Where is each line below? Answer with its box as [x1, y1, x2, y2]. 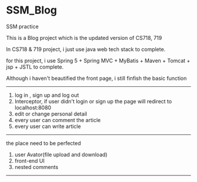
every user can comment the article [14, 116, 101, 123]
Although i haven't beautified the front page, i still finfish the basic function [6, 75, 187, 82]
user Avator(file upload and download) [14, 151, 108, 158]
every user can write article [14, 123, 81, 130]
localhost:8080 [14, 104, 52, 111]
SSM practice [6, 23, 39, 30]
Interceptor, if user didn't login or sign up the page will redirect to [14, 97, 172, 105]
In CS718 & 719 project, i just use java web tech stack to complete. [6, 45, 166, 53]
